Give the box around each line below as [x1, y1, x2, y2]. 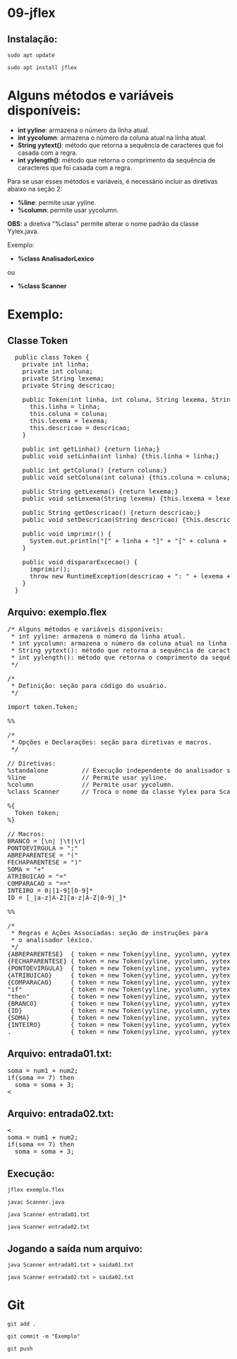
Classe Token [7, 334, 68, 347]
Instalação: [7, 33, 58, 45]
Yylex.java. [7, 227, 39, 235]
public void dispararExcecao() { [22, 558, 138, 566]
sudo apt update [7, 52, 55, 59]
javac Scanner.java [7, 1199, 65, 1206]
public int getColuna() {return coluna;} [22, 466, 168, 474]
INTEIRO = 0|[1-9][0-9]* [7, 886, 93, 894]
